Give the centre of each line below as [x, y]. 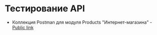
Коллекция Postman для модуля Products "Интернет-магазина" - [82, 22]
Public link [23, 27]
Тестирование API [45, 9]
